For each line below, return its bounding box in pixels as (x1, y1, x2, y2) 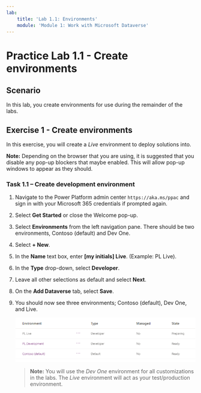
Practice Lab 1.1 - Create (6, 49, 128, 62)
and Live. (14, 306, 38, 313)
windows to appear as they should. (6, 165, 93, 173)
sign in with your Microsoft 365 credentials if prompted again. (14, 200, 168, 207)
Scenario (6, 85, 41, 95)
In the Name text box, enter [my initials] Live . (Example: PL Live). (14, 253, 177, 260)
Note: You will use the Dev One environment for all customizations (29, 367, 194, 374)
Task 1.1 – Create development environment (6, 180, 135, 189)
